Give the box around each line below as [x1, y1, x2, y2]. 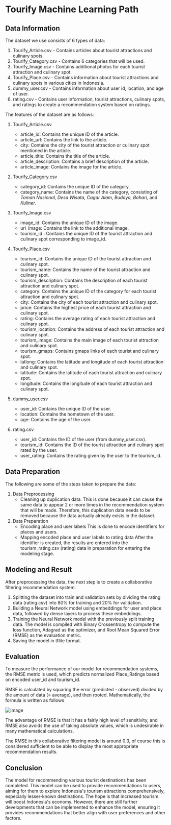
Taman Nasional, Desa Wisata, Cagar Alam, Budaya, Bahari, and [20, 195, 158, 200]
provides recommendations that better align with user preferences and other [5, 810, 166, 816]
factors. [5, 815, 22, 821]
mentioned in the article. [20, 148, 72, 154]
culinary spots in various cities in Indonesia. [12, 80, 105, 86]
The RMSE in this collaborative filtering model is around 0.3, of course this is [5, 738, 165, 744]
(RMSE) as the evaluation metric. [12, 632, 81, 638]
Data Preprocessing [12, 491, 54, 497]
